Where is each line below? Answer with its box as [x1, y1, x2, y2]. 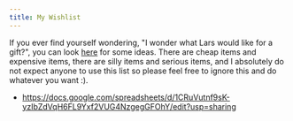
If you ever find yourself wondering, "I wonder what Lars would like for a [9, 37, 273, 48]
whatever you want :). [9, 74, 89, 85]
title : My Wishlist [9, 12, 81, 22]
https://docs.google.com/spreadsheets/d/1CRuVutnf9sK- [21, 92, 230, 102]
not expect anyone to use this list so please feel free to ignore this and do [9, 65, 277, 76]
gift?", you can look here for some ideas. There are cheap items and [9, 46, 257, 57]
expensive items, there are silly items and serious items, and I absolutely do [9, 56, 285, 66]
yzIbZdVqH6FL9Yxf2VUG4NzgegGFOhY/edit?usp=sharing [21, 101, 236, 111]
